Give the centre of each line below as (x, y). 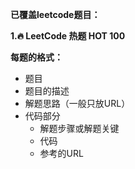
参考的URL (61, 153)
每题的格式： (36, 57)
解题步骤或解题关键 (79, 128)
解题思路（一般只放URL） (77, 103)
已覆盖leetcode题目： (55, 14)
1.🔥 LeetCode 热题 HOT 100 (68, 36)
